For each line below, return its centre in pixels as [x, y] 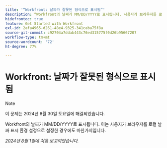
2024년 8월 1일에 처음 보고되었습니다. [42, 141]
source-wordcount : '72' [30, 42]
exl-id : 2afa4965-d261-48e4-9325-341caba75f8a [54, 28]
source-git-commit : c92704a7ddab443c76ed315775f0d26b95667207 [71, 33]
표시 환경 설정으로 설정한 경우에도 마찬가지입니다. [58, 130]
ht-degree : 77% [21, 47]
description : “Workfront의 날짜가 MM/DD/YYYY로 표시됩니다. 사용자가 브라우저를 [81, 14]
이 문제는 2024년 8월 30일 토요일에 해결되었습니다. [55, 113]
